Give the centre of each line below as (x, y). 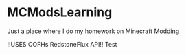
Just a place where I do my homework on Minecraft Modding (93, 31)
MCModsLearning (60, 12)
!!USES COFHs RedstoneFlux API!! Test (62, 44)
